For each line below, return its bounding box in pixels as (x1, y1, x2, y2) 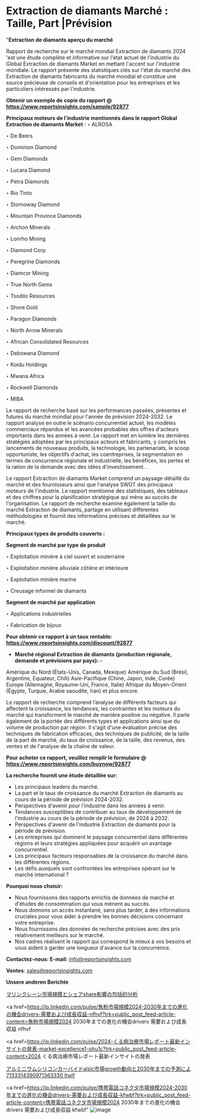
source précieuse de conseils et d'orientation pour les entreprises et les (6, 79, 181, 86)
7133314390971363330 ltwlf (6, 1072, 75, 1079)
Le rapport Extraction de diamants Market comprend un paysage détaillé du (6, 474, 190, 482)
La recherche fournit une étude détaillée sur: (6, 772, 118, 779)
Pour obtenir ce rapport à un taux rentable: (6, 633, 113, 640)
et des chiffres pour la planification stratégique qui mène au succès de (6, 493, 178, 500)
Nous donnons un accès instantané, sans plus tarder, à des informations (14, 906, 190, 914)
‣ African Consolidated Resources (6, 338, 89, 345)
